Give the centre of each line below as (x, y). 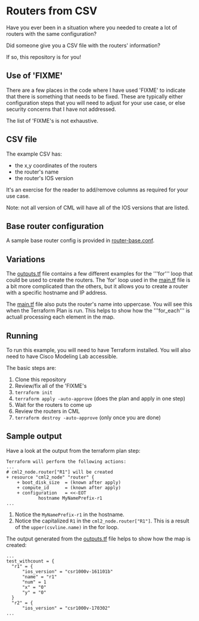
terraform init (34, 393)
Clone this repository (41, 379)
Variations (26, 259)
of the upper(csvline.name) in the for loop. (67, 527)
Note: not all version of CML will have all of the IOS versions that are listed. (98, 208)
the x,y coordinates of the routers (56, 165)
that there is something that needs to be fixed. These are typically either (95, 96)
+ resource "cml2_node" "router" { (50, 477)
